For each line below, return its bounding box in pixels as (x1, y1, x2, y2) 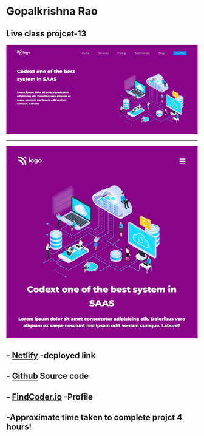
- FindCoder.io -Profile (6, 392, 93, 402)
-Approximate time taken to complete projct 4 (6, 412, 183, 423)
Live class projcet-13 (6, 29, 87, 39)
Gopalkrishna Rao (6, 4, 98, 18)
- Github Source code (6, 371, 89, 381)
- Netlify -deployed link (6, 350, 96, 361)
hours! (6, 421, 32, 432)
